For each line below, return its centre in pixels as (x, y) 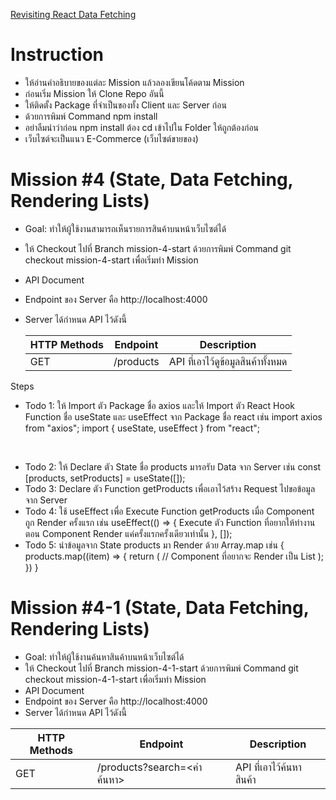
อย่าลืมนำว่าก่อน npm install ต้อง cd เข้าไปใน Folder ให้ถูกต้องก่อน (142, 127)
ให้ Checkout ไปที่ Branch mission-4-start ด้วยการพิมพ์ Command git (158, 248)
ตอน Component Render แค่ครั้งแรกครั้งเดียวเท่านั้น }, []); (128, 533)
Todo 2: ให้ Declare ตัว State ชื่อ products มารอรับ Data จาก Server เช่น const (173, 466)
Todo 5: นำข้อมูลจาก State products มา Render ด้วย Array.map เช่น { (154, 545)
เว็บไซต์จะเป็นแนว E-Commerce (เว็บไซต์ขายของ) (111, 138)
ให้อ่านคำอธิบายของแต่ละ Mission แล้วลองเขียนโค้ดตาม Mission (134, 82)
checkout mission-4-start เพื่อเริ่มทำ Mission (111, 260)
